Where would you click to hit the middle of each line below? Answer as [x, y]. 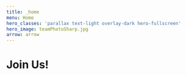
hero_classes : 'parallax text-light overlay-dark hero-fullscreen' [94, 23]
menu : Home [20, 18]
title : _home [23, 12]
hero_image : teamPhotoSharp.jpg [47, 29]
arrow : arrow [23, 35]
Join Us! [27, 65]
